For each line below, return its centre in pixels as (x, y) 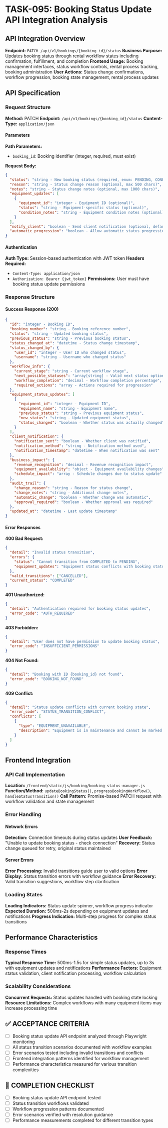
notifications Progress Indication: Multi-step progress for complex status (81, 916)
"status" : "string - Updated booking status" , (59, 334)
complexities (25, 1070)
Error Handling (23, 814)
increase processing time (31, 1008)
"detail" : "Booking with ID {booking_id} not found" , (67, 675)
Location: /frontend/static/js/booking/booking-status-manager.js (75, 786)
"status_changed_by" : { (34, 348)
